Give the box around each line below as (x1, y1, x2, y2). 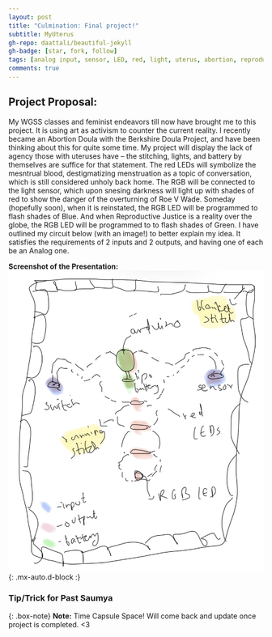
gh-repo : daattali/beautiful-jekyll (8, 39, 132, 47)
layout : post (8, 13, 53, 21)
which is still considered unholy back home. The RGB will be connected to (8, 176, 256, 186)
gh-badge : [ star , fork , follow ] (8, 47, 117, 56)
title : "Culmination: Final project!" (8, 21, 139, 30)
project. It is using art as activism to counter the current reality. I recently (8, 125, 251, 135)
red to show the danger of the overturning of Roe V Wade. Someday (8, 194, 236, 204)
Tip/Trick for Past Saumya (8, 592, 113, 604)
